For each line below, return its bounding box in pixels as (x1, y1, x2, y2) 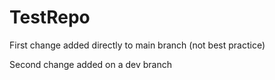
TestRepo (9, 6, 91, 29)
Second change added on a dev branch (9, 58, 173, 70)
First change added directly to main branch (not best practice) (9, 39, 266, 51)
